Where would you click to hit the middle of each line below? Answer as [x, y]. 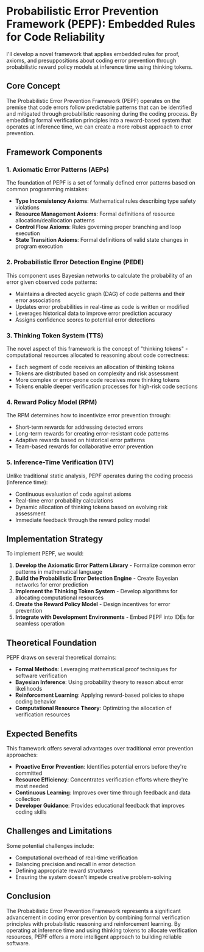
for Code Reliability [56, 37]
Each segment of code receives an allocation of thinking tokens [95, 367]
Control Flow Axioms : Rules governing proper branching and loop [98, 227]
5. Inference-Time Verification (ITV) [60, 462]
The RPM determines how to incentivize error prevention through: [89, 415]
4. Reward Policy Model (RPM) [52, 402]
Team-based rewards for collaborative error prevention [84, 446]
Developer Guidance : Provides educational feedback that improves [100, 806]
